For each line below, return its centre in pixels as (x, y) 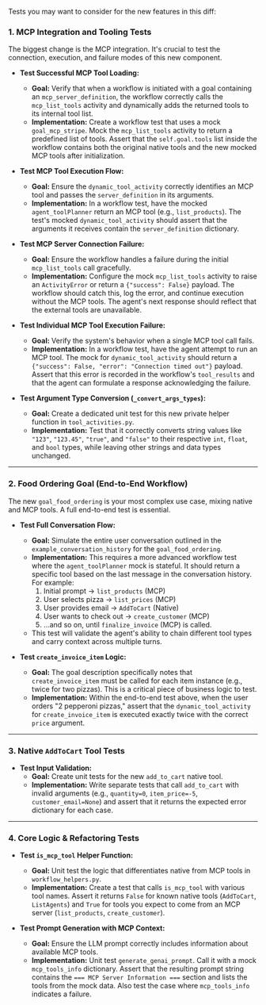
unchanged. (51, 456)
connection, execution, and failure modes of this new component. (115, 58)
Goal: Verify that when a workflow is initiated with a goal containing (141, 88)
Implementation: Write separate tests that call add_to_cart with (135, 784)
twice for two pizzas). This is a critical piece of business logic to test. (144, 689)
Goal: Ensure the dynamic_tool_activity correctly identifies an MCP (142, 186)
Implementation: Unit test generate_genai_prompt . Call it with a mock (144, 961)
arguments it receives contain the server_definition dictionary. (135, 228)
